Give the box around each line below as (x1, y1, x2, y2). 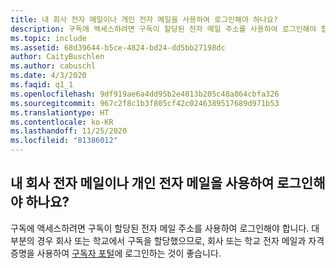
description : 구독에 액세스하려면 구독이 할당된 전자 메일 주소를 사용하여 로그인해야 (10, 24, 317, 34)
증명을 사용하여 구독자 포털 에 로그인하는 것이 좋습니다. (10, 247, 222, 259)
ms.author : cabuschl (10, 61, 97, 71)
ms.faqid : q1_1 (10, 80, 74, 90)
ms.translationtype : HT (10, 107, 110, 118)
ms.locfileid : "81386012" (10, 136, 118, 146)
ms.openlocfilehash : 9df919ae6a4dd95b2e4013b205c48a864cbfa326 (10, 89, 280, 99)
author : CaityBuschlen (10, 52, 105, 62)
